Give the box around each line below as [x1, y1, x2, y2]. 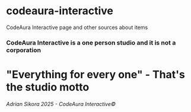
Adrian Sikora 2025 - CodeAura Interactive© [6, 100, 116, 107]
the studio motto [6, 81, 90, 94]
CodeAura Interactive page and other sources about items [6, 24, 148, 31]
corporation [6, 46, 42, 54]
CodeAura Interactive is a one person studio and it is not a [6, 39, 176, 47]
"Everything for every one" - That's [6, 68, 186, 81]
